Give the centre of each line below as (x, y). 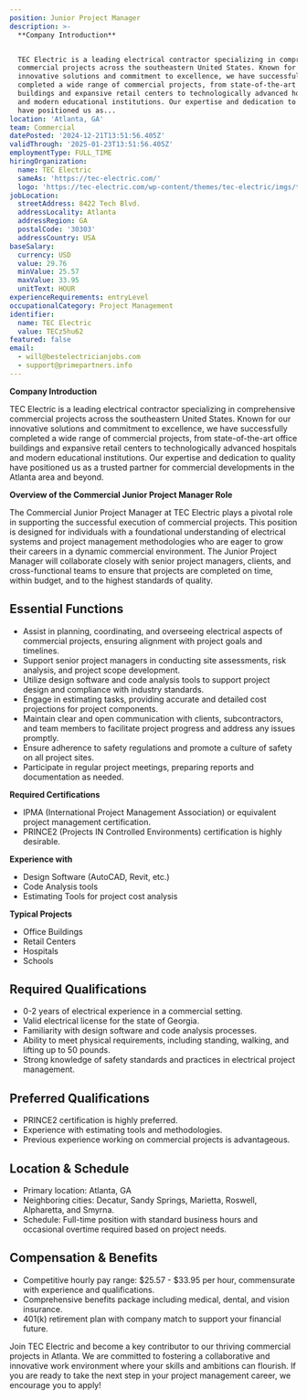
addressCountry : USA (57, 238)
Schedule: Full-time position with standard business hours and (140, 1220)
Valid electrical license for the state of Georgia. (111, 1021)
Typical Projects (41, 914)
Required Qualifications (78, 989)
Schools (38, 960)
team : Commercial (42, 127)
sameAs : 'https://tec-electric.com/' (90, 178)
